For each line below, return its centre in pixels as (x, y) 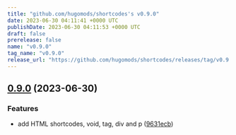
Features (23, 109)
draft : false (26, 34)
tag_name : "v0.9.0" (36, 54)
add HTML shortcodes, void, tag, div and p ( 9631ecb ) (95, 124)
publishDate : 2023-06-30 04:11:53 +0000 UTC (74, 27)
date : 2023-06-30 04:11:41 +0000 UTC (63, 20)
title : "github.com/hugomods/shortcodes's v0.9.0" (83, 14)
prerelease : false (34, 40)
